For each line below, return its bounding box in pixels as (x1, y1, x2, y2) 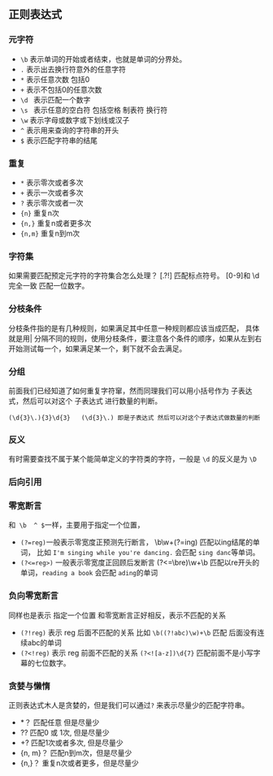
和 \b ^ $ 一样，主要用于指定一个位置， (8, 520, 145, 530)
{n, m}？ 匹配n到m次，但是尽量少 (19, 748, 132, 757)
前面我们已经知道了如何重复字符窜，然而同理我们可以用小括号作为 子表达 (8, 385, 253, 396)
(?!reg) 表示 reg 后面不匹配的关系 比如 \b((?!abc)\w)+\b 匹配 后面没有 (19, 627, 258, 637)
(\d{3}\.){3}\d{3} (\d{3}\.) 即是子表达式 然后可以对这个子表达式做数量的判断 (8, 414, 261, 422)
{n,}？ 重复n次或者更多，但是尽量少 (19, 758, 140, 768)
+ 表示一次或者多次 (19, 188, 84, 197)
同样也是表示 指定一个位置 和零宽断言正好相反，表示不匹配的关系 (8, 610, 226, 620)
